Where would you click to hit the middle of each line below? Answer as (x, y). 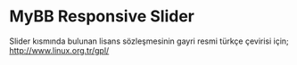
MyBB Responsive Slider (102, 16)
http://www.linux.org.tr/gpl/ (59, 50)
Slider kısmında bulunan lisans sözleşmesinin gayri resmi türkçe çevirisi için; (149, 41)
